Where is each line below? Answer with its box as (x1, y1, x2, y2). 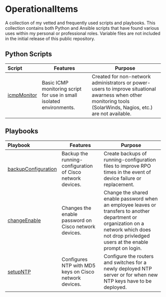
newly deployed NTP (103, 265, 152, 272)
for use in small (41, 92, 78, 99)
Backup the (61, 150, 88, 157)
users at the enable (103, 239, 148, 246)
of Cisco (61, 168, 82, 175)
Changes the (61, 204, 91, 211)
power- (132, 79, 151, 86)
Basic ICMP (41, 79, 69, 86)
